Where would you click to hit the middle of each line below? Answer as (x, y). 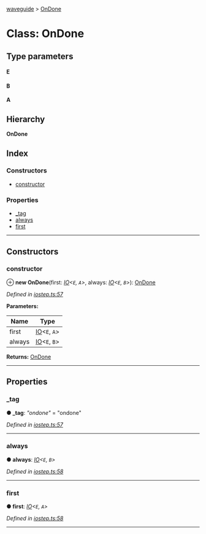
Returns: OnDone (29, 357)
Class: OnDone (45, 34)
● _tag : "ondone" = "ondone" (44, 412)
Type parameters (40, 56)
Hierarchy (26, 119)
